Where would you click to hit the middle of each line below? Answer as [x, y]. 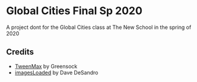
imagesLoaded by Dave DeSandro [56, 73]
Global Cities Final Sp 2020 [74, 11]
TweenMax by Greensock [46, 66]
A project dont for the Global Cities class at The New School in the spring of [99, 27]
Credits [20, 52]
